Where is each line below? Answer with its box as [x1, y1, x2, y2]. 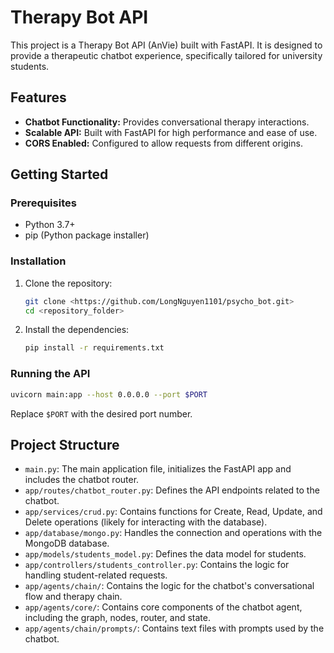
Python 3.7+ [24, 219, 76, 231]
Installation [10, 254, 67, 268]
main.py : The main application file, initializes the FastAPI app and [24, 463, 292, 475]
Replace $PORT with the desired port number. [10, 407, 193, 420]
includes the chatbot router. [24, 474, 140, 486]
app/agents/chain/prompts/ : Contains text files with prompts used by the [24, 622, 325, 635]
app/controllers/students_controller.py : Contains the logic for [24, 559, 290, 571]
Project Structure [10, 436, 120, 453]
